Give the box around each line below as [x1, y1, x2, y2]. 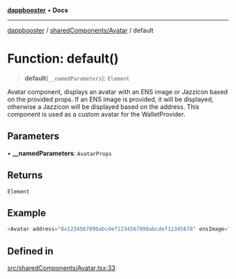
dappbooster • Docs [7, 6, 69, 14]
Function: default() [7, 51, 119, 67]
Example [7, 207, 46, 219]
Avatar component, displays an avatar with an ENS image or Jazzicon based [7, 87, 228, 96]
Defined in [7, 245, 54, 257]
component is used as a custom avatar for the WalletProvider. [7, 110, 185, 118]
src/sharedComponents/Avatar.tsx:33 [7, 264, 116, 273]
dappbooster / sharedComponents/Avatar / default [7, 26, 154, 34]
